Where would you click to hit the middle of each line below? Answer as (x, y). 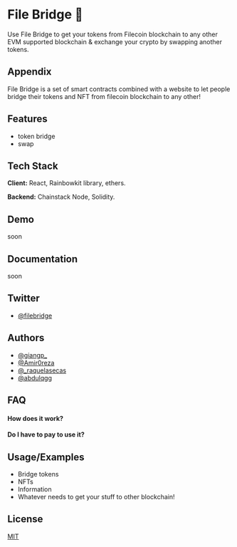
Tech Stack (33, 166)
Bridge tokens (38, 474)
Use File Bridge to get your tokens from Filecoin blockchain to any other (113, 34)
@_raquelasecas (42, 370)
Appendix (30, 72)
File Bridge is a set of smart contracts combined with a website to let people (119, 89)
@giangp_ (32, 355)
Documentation (43, 259)
